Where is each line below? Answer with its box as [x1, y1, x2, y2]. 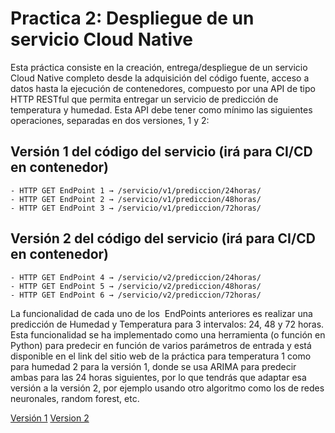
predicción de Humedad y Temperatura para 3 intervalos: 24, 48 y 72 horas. [10, 318, 325, 330]
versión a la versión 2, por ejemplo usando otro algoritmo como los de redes [10, 382, 325, 394]
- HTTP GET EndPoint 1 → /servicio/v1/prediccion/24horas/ [10, 185, 262, 196]
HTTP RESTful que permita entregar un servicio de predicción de [10, 93, 279, 105]
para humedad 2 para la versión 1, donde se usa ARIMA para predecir [10, 360, 297, 372]
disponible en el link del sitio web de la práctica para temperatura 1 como [10, 350, 312, 362]
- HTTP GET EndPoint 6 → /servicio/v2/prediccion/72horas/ [10, 290, 262, 300]
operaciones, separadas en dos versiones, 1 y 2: [10, 114, 210, 126]
